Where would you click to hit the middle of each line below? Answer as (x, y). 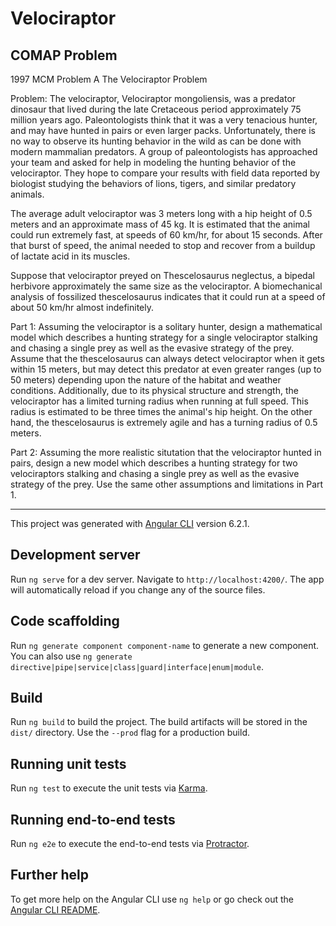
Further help (50, 875)
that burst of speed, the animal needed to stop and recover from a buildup (163, 245)
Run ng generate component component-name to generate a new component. (165, 645)
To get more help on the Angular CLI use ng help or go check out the (152, 899)
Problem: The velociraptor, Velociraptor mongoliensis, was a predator (153, 98)
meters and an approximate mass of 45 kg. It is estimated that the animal (160, 224)
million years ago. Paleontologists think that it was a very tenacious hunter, (164, 120)
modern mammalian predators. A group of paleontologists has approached (164, 151)
